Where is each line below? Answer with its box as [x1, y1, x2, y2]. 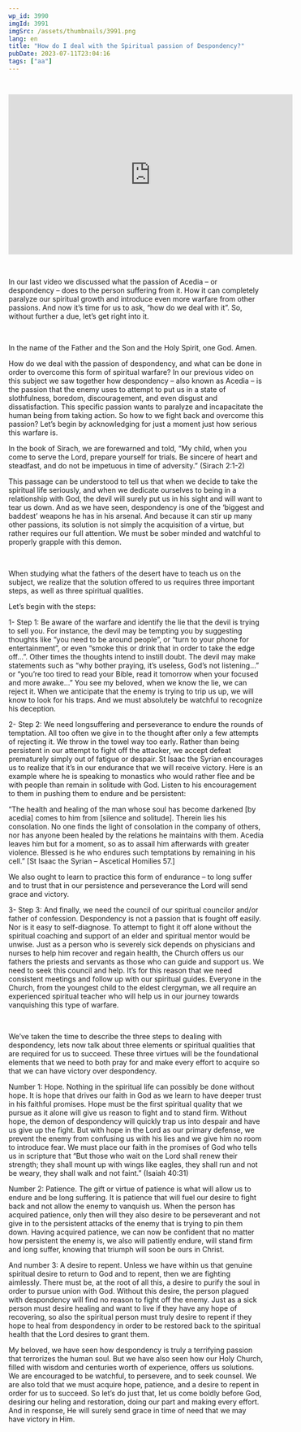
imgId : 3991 [8, 20, 49, 28]
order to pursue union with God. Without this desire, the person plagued [8, 1286, 249, 1295]
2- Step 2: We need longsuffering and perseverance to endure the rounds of [8, 719, 264, 729]
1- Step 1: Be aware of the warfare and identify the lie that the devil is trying [8, 617, 260, 627]
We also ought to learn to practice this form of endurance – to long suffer [8, 872, 253, 881]
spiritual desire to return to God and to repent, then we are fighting [8, 1269, 231, 1278]
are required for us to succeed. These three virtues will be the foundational [8, 1048, 259, 1058]
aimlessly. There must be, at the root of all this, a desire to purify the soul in [8, 1277, 260, 1287]
